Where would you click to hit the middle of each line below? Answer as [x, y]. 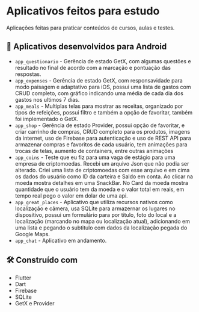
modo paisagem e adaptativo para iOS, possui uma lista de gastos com [103, 87]
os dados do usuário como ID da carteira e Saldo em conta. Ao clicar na [104, 176]
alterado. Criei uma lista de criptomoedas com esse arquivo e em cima [102, 170]
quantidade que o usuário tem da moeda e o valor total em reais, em [99, 189]
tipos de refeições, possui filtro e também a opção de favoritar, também [104, 112]
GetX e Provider [35, 303]
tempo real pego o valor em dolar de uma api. [71, 195]
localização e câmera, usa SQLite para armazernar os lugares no [95, 208]
